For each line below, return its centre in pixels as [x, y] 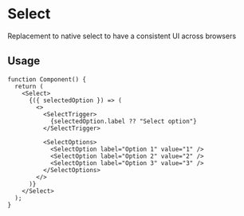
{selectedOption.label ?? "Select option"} [123, 121]
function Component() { [47, 79]
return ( [29, 86]
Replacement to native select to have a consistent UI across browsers [122, 36]
